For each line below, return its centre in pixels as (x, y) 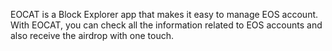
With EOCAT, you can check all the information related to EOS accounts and (166, 25)
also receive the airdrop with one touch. (92, 35)
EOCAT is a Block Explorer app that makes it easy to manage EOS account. (164, 14)
